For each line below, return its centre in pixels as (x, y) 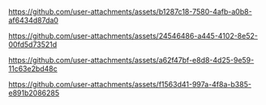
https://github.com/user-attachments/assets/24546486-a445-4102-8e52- (133, 36)
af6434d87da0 (34, 20)
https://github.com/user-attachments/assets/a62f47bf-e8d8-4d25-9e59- (131, 60)
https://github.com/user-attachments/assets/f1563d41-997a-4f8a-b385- (130, 84)
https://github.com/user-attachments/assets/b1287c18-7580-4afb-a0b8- (131, 12)
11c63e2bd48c (33, 69)
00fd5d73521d (33, 44)
